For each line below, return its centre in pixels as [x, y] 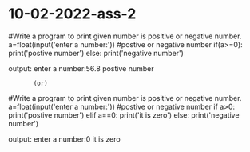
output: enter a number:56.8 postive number [81, 68]
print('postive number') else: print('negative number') [96, 53]
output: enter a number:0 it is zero [65, 139]
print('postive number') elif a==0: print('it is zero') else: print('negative [124, 115]
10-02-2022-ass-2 [72, 14]
